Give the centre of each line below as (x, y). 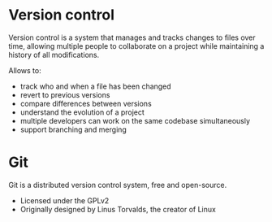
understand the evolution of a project (82, 112)
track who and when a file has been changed (96, 86)
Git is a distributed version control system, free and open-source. (118, 185)
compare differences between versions (86, 103)
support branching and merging (73, 129)
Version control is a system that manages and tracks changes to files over (132, 37)
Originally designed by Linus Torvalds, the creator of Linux (118, 209)
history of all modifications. (54, 54)
